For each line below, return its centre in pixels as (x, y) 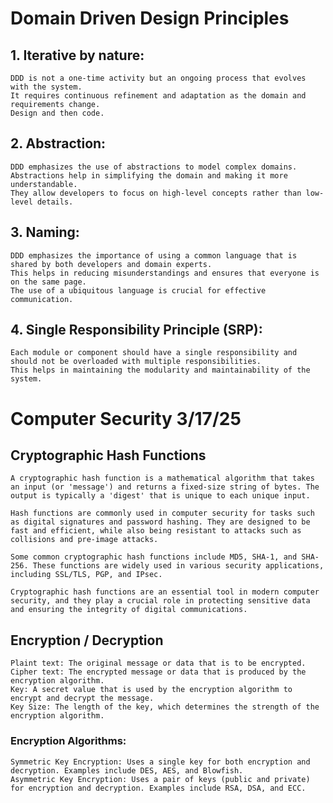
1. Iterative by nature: (77, 55)
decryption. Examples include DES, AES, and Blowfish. (127, 770)
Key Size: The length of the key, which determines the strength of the (165, 707)
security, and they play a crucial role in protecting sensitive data (160, 601)
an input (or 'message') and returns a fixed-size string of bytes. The (165, 487)
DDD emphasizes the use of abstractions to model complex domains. (154, 167)
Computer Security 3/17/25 (126, 418)
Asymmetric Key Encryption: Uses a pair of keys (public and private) (160, 779)
